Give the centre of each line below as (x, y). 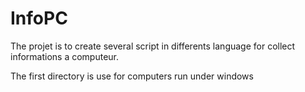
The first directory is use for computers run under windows (132, 76)
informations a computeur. (65, 56)
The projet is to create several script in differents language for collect (153, 46)
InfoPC (39, 18)
